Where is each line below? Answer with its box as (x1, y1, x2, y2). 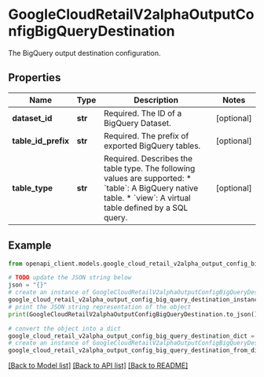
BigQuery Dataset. (103, 117, 171, 128)
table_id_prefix (12, 135, 69, 146)
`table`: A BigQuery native (103, 183, 199, 194)
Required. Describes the (103, 153, 193, 164)
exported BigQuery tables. (103, 140, 201, 151)
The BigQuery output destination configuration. (8, 48, 161, 57)
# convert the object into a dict (8, 324, 122, 332)
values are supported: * (103, 172, 192, 183)
